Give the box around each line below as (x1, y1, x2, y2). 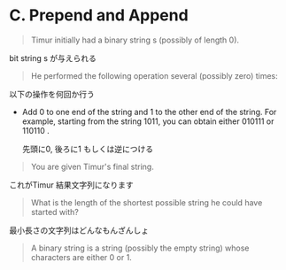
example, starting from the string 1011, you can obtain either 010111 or (21, 116, 274, 127)
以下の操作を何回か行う (9, 89, 95, 99)
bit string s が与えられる (9, 52, 97, 63)
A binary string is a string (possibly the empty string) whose (30, 243, 250, 253)
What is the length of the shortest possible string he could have (30, 197, 263, 208)
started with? (30, 206, 80, 217)
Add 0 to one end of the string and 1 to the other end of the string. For (21, 106, 277, 117)
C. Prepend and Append (9, 5, 189, 26)
